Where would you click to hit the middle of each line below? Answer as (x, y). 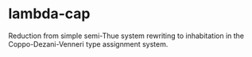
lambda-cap (49, 14)
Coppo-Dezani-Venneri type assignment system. (88, 44)
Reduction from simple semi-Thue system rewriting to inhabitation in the (126, 36)
